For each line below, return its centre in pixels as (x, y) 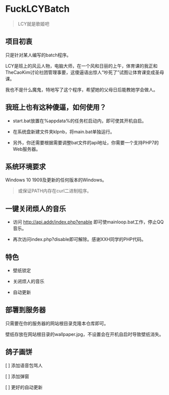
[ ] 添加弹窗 (17, 376)
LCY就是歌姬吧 (34, 24)
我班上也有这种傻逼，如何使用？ (56, 108)
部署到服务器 (26, 310)
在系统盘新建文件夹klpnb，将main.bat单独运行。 (64, 131)
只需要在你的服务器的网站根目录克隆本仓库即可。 (57, 323)
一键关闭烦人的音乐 (36, 209)
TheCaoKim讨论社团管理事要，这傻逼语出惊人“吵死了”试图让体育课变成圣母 (85, 72)
